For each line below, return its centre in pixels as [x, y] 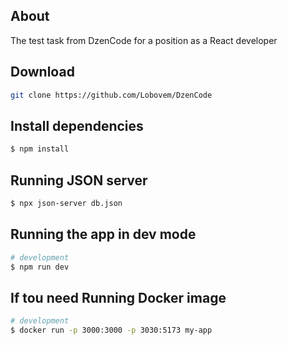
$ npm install [40, 149]
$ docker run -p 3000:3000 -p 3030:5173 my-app [111, 330]
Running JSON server [79, 180]
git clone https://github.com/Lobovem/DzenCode [111, 95]
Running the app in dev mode [103, 234]
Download [42, 72]
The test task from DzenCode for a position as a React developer [144, 40]
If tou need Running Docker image [118, 297]
